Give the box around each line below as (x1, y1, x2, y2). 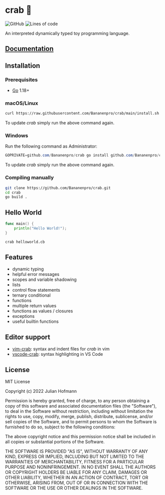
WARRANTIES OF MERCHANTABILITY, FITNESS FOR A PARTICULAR (5, 459, 144, 465)
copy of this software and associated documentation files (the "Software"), (5, 403, 157, 409)
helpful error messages (12, 271, 60, 277)
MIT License (5, 379, 30, 384)
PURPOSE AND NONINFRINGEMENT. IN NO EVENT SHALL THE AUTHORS (5, 464, 156, 470)
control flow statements (12, 287, 60, 293)
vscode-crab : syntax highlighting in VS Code (12, 351, 103, 357)
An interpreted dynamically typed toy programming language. (5, 30, 130, 36)
